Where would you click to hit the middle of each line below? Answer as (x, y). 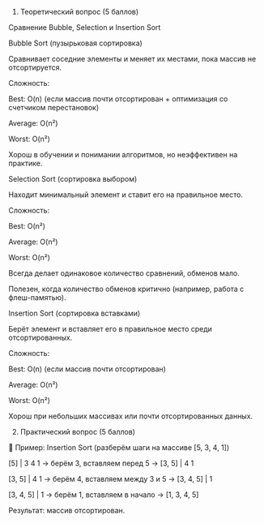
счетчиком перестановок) (54, 107)
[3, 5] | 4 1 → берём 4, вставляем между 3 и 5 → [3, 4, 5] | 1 (111, 479)
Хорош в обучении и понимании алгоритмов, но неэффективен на (123, 154)
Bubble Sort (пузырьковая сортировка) (76, 43)
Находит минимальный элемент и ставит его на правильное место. (126, 195)
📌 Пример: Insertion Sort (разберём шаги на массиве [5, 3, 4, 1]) (119, 448)
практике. (26, 163)
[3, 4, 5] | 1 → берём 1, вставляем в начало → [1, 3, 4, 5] (104, 495)
